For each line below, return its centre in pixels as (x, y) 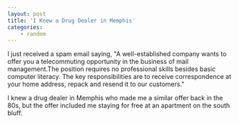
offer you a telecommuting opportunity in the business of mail (98, 62)
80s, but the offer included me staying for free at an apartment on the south (119, 106)
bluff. (15, 113)
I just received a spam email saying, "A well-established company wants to (117, 54)
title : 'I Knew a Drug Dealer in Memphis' (71, 21)
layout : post (27, 14)
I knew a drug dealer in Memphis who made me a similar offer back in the (115, 98)
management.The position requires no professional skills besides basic (112, 69)
